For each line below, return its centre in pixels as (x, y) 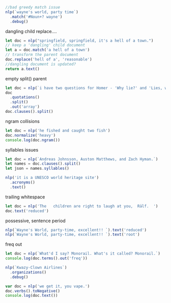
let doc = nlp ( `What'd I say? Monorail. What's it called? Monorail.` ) (83, 254)
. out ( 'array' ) (25, 107)
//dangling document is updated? (41, 64)
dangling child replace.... (31, 31)
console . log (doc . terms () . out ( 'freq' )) (46, 259)
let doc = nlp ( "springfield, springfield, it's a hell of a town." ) (79, 41)
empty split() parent (26, 78)
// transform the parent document (42, 55)
